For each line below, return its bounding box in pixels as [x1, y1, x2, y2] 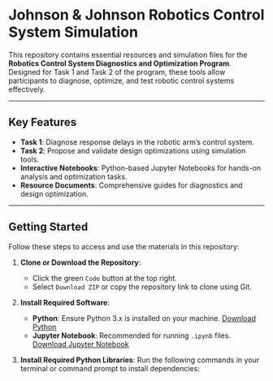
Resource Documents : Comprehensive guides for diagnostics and [19, 180, 243, 190]
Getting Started [8, 220, 89, 234]
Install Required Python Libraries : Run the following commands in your [19, 355, 260, 365]
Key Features [8, 115, 77, 129]
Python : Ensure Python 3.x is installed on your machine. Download [32, 313, 256, 323]
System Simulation [8, 23, 138, 41]
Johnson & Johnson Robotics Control [8, 6, 265, 24]
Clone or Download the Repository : [19, 258, 141, 267]
